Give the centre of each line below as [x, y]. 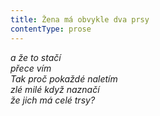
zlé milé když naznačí [55, 89]
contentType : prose [51, 29]
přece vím [31, 68]
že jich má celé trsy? [53, 100]
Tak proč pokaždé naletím [64, 78]
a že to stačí [36, 57]
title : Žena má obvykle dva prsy [80, 19]
